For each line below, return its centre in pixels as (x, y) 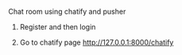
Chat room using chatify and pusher (67, 12)
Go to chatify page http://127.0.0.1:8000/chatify (97, 42)
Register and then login (58, 27)
